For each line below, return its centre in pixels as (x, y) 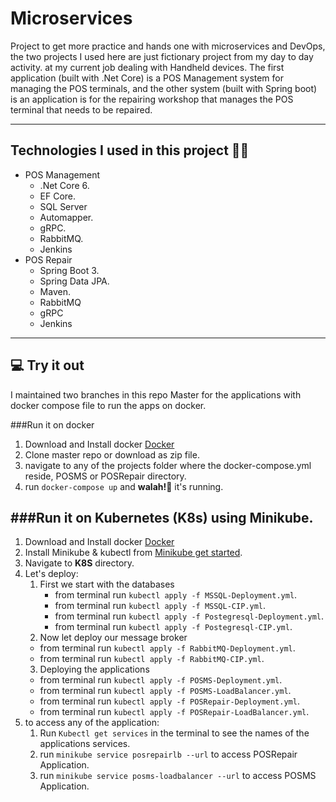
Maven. (55, 291)
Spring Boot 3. (69, 270)
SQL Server (63, 206)
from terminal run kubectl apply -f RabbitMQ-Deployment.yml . (167, 648)
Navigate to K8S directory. (79, 563)
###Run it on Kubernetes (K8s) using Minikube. (162, 517)
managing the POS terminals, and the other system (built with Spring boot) (164, 88)
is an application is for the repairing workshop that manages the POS (152, 99)
